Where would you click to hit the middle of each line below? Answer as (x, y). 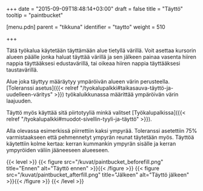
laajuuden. (19, 101)
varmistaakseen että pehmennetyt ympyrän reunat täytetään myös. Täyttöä (100, 137)
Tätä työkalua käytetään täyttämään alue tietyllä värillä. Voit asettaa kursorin (101, 50)
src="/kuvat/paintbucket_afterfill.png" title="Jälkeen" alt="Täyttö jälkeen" (98, 175)
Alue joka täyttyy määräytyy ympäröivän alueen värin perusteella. (88, 82)
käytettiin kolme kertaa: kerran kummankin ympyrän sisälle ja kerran (91, 144)
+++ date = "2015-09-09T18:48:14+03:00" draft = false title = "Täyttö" (95, 9)
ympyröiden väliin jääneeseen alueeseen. (58, 150)
